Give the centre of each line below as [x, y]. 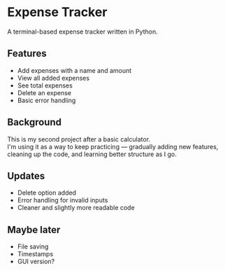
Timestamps [35, 254]
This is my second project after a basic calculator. [79, 139]
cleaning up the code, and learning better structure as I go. [92, 154]
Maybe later [34, 229]
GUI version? [36, 262]
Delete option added [47, 193]
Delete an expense [44, 92]
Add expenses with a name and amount [74, 70]
